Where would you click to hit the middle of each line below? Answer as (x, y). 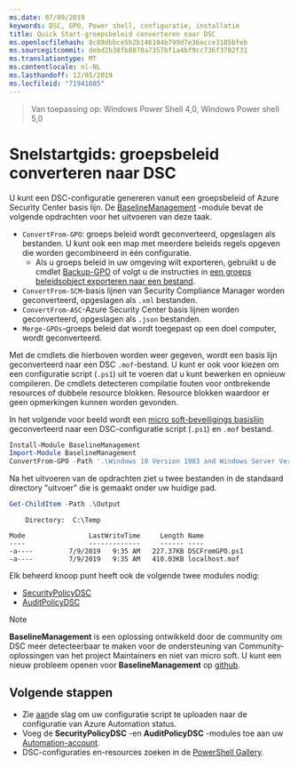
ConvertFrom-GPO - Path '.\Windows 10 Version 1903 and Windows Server (142, 462)
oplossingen (32, 656)
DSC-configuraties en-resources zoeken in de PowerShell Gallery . (143, 752)
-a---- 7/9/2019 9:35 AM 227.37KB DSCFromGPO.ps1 (126, 552)
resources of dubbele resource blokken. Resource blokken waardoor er (140, 393)
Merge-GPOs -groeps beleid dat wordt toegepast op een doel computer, (149, 328)
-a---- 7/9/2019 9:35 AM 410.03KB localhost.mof (125, 559)
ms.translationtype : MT (53, 59)
